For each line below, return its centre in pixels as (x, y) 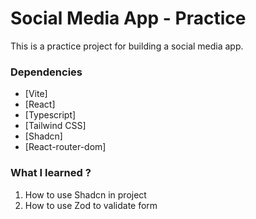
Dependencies (46, 72)
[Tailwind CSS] (55, 126)
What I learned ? (51, 173)
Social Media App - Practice (128, 18)
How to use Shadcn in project (85, 194)
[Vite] (36, 94)
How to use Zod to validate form (91, 205)
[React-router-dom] (65, 147)
